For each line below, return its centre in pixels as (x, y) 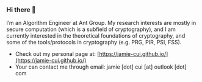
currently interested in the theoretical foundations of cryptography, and (96, 36)
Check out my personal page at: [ (57, 54)
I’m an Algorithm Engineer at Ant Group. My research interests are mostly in (101, 23)
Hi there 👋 (21, 10)
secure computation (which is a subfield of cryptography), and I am (91, 29)
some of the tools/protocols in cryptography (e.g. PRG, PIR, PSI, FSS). (94, 43)
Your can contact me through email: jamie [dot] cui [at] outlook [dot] (101, 67)
